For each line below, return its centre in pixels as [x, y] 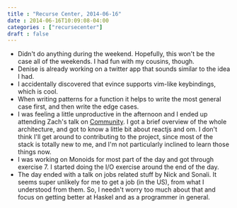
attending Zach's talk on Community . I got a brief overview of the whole [122, 122]
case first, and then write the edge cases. [78, 106]
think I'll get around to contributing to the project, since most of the [115, 137]
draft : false [28, 34]
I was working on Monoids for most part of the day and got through [116, 160]
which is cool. [38, 92]
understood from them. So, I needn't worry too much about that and [116, 190]
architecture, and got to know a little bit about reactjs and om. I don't [117, 129]
